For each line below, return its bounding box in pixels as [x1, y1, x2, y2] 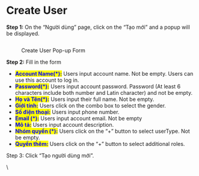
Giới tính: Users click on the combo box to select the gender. [14, 102, 167, 109]
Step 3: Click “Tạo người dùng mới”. [6, 151, 94, 159]
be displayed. [6, 29, 40, 37]
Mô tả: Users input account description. [14, 121, 114, 128]
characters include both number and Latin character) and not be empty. [14, 89, 193, 96]
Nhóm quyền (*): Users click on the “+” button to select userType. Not [14, 127, 191, 135]
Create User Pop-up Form [21, 46, 86, 54]
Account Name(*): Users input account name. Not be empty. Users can [14, 70, 194, 77]
